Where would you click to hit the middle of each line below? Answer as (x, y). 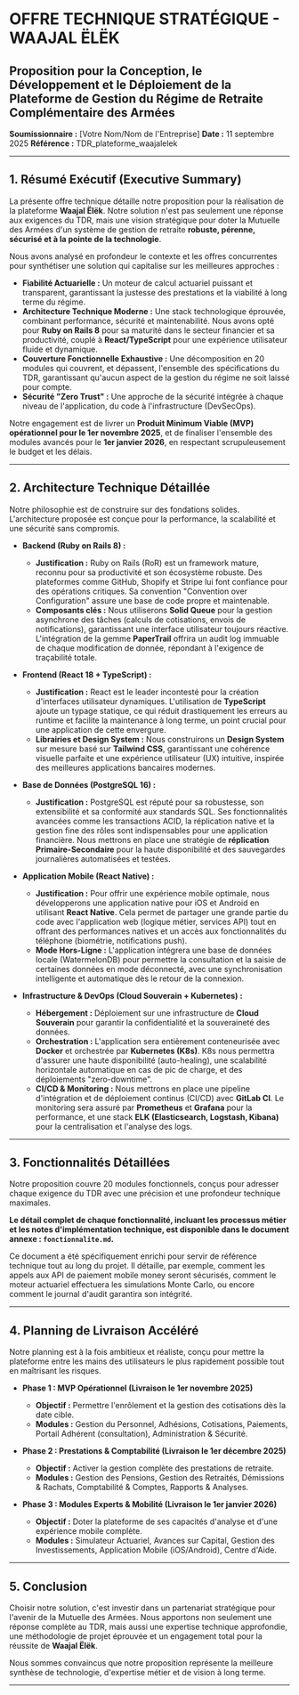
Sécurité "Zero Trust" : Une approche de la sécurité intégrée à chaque (153, 396)
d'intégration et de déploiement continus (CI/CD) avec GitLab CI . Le (160, 1098)
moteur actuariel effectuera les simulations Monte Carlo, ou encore (132, 1285)
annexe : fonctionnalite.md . (61, 1239)
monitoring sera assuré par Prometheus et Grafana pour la (144, 1107)
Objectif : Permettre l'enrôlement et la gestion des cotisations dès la (161, 1406)
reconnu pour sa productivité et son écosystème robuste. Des (149, 572)
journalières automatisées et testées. (103, 858)
